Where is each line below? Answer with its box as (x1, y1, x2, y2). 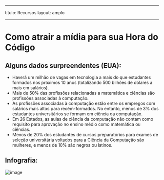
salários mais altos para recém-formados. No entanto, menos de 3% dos (12, 106, 159, 111)
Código (5, 42, 35, 53)
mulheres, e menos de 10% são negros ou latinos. (12, 142, 113, 148)
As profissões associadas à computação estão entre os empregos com (12, 101, 155, 106)
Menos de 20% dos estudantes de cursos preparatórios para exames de (12, 132, 159, 137)
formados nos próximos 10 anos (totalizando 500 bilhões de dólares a (12, 79, 153, 85)
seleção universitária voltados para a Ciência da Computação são (12, 137, 144, 143)
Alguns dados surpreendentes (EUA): (5, 61, 122, 70)
